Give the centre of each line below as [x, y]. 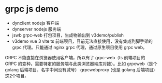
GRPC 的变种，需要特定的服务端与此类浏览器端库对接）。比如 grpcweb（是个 [81, 64]
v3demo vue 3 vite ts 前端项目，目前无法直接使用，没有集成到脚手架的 [82, 41]
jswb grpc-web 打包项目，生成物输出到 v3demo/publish [68, 35]
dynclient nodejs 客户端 [36, 23]
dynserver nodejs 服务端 [37, 29]
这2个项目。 [17, 76]
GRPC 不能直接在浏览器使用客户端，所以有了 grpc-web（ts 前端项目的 [75, 57]
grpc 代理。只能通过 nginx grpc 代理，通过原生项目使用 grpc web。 [80, 47]
